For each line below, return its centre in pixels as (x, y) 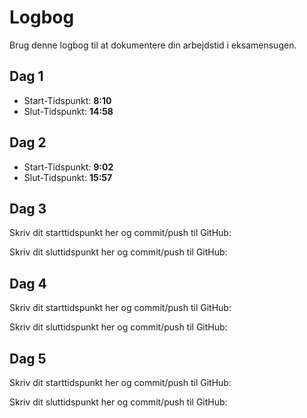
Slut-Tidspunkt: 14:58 (68, 111)
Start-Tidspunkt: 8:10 (67, 100)
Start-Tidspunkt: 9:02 (68, 167)
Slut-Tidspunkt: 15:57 (68, 177)
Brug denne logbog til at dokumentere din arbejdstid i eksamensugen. (153, 45)
